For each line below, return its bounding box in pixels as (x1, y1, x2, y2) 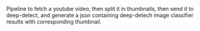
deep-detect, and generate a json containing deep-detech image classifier (6, 12, 194, 19)
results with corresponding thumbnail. (6, 18, 102, 25)
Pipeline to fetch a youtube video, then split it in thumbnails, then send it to (6, 5, 194, 12)
